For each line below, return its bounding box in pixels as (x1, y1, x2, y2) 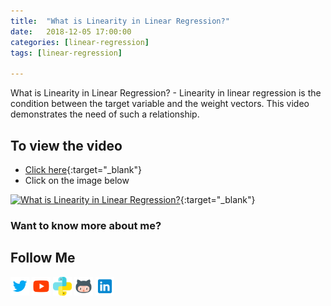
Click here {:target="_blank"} (24, 163, 142, 175)
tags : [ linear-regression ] (10, 48, 123, 58)
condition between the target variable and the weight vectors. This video (10, 98, 310, 110)
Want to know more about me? (10, 218, 162, 232)
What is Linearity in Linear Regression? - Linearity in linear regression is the (10, 87, 322, 99)
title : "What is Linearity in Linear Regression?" (10, 16, 230, 26)
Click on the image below (24, 174, 130, 186)
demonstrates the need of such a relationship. (10, 108, 200, 120)
